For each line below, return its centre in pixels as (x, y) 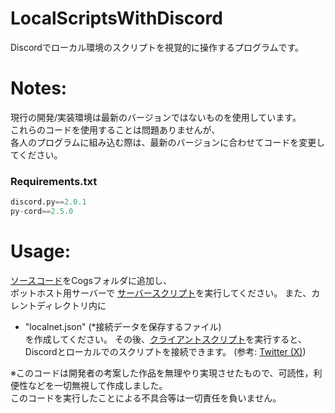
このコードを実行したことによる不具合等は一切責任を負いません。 (146, 398)
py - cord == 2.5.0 (42, 212)
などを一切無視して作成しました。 (97, 385)
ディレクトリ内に (71, 305)
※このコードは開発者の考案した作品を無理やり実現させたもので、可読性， (162, 373)
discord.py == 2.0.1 (48, 202)
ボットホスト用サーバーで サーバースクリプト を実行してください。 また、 (161, 293)
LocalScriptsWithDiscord (116, 18)
